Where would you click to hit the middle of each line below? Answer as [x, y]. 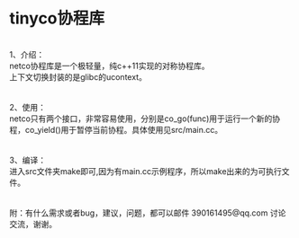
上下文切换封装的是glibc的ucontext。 [78, 76]
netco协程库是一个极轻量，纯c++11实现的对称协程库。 [109, 66]
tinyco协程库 [57, 18]
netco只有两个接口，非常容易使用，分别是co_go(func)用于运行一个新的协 [145, 119]
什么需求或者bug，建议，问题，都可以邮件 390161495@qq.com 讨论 [159, 213]
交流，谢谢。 [33, 224]
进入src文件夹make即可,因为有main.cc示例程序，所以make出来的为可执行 [145, 171]
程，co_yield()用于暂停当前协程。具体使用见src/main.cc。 [116, 129]
